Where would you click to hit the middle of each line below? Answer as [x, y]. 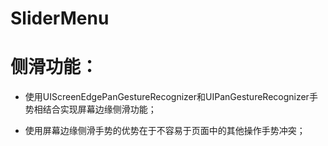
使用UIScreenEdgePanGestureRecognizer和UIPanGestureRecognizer [167, 97]
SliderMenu [60, 18]
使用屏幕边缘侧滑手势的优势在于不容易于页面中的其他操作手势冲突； [165, 131]
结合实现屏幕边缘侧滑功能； [99, 109]
